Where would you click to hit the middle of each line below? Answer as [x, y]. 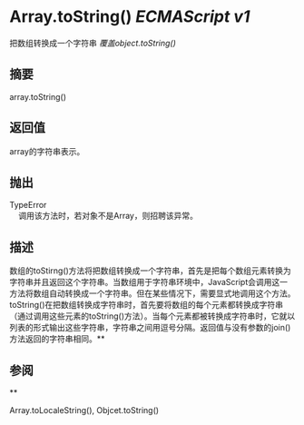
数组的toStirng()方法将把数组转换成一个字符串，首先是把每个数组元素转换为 [151, 271]
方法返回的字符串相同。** [58, 339]
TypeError [28, 205]
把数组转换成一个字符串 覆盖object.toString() [93, 43]
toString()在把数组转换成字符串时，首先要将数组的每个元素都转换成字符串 [147, 305]
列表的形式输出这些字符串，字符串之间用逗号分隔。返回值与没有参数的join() [150, 328]
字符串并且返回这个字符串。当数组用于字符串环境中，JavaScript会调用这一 [149, 282]
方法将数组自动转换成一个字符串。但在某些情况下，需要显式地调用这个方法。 [152, 293]
